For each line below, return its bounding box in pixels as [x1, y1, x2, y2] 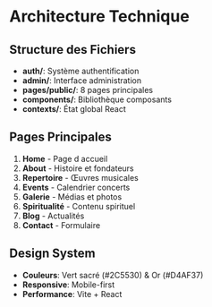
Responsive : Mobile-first [21, 279, 115, 290]
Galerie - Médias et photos [21, 191, 123, 202]
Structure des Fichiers [9, 42, 137, 57]
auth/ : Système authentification [21, 65, 140, 76]
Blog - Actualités [21, 210, 85, 221]
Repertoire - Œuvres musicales [21, 172, 139, 183]
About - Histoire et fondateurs [21, 163, 134, 174]
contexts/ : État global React [21, 104, 127, 114]
